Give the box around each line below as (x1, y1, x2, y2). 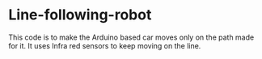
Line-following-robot (8, 6, 152, 24)
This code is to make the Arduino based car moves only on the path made (8, 32, 255, 42)
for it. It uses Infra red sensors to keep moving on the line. (8, 40, 201, 50)
